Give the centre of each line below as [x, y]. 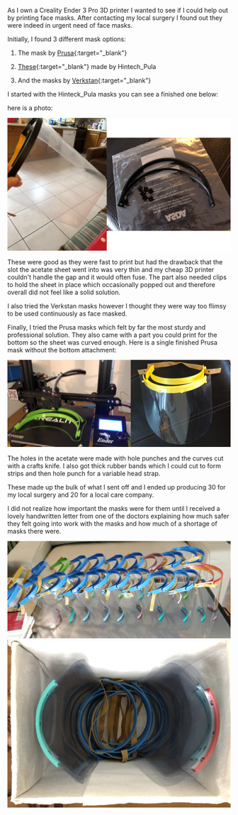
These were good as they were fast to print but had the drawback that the [115, 261]
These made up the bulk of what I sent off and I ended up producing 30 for [117, 487]
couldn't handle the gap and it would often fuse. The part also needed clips [117, 277]
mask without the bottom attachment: [62, 350]
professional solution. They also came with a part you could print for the [112, 335]
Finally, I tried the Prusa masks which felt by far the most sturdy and [107, 327]
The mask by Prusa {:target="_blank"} [72, 53]
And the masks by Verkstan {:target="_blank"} [84, 80]
